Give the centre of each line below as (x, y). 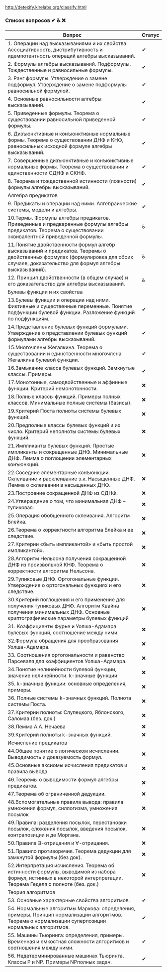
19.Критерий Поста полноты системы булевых (65, 411)
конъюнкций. (24, 464)
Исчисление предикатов (38, 743)
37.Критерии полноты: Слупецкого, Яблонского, (66, 712)
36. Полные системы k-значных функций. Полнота (70, 698)
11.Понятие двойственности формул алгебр (61, 245)
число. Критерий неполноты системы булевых (64, 431)
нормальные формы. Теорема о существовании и (68, 167)
